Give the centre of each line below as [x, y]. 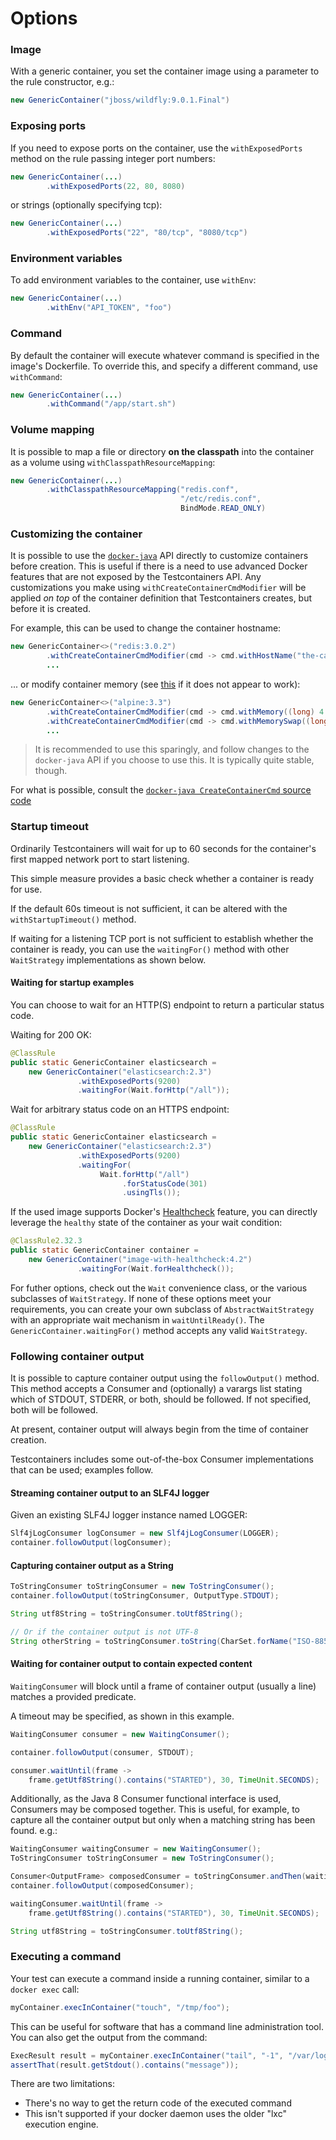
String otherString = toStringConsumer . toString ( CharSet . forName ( [151, 1641]
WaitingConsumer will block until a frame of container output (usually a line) [163, 1686]
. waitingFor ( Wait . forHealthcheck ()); [156, 1268]
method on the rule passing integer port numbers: [113, 158]
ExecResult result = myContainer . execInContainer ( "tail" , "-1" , [147, 2055]
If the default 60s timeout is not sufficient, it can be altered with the [149, 908]
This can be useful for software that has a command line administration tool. [167, 2026]
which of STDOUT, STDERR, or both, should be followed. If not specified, [161, 1399]
